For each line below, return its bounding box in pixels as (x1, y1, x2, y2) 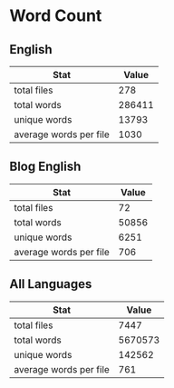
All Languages (9, 276, 92, 292)
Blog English (9, 159, 82, 174)
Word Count (9, 5, 102, 26)
